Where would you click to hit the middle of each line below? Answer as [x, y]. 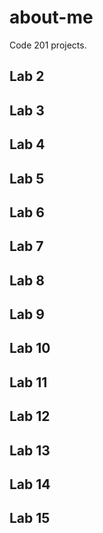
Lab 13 [30, 450]
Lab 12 [30, 416]
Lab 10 [30, 348]
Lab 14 [30, 484]
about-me [51, 17]
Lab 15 [30, 518]
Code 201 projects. [48, 45]
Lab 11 [28, 382]
